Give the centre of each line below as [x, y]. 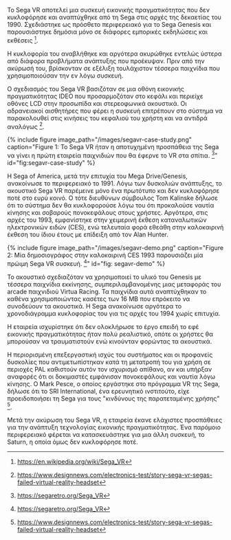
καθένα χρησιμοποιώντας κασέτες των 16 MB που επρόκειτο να [99, 299]
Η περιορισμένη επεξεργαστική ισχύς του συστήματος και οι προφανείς [110, 355]
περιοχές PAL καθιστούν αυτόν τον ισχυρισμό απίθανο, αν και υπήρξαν [110, 369]
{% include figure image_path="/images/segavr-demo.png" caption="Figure [115, 247]
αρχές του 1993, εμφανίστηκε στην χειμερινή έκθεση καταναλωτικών [107, 220]
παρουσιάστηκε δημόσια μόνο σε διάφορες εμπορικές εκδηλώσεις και [108, 32]
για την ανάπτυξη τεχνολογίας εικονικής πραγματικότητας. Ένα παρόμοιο [114, 427]
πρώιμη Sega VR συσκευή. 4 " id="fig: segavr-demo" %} [86, 262]
